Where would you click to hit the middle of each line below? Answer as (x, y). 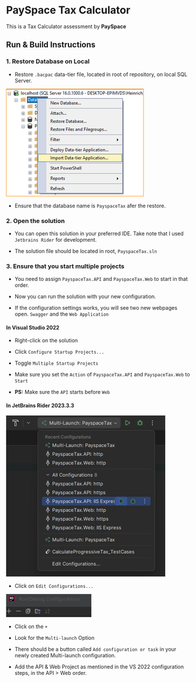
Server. (23, 80)
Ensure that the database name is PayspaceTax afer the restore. (90, 205)
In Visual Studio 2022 (33, 327)
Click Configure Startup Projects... (59, 352)
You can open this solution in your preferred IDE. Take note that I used (99, 233)
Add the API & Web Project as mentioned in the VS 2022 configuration (99, 666)
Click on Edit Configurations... (54, 585)
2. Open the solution (36, 221)
